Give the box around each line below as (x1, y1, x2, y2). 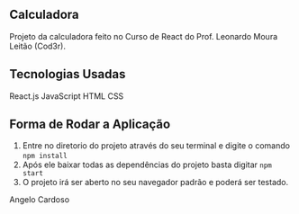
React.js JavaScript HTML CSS (9, 90, 124, 102)
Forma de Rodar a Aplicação (9, 117, 171, 132)
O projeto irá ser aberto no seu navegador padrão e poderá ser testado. (22, 177, 289, 188)
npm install (22, 152, 68, 161)
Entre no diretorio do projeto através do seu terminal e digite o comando (22, 140, 291, 151)
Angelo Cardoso (9, 194, 70, 205)
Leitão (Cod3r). (9, 40, 66, 51)
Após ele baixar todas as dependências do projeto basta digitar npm (22, 159, 272, 170)
